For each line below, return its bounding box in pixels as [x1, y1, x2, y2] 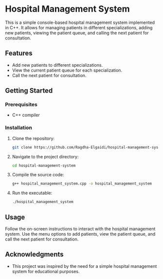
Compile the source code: [12, 172, 64, 178]
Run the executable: [12, 190, 53, 196]
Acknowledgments [5, 250, 64, 259]
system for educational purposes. [12, 268, 80, 274]
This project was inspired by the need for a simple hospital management [12, 263, 157, 269]
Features [5, 49, 33, 57]
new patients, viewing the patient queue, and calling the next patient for [5, 30, 149, 36]
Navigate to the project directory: [12, 153, 79, 159]
